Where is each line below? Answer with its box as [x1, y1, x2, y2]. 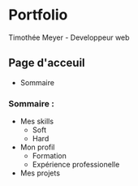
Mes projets [19, 168, 61, 178]
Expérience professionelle [32, 160, 120, 170]
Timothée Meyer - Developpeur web [8, 32, 130, 42]
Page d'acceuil [8, 56, 85, 70]
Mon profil [19, 142, 55, 152]
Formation [32, 151, 67, 161]
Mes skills [19, 116, 54, 127]
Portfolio [8, 6, 68, 24]
